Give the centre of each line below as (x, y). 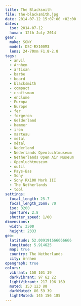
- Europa (19, 102)
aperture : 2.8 (24, 213)
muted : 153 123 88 (29, 286)
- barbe (18, 74)
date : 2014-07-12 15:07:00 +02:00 (41, 19)
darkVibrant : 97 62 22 (33, 277)
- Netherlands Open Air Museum (42, 157)
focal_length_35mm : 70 (33, 203)
